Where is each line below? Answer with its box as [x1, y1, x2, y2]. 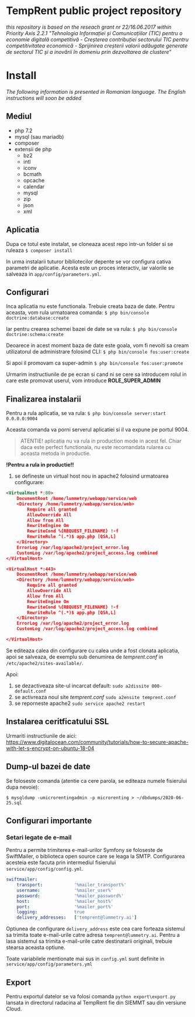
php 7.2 [14, 127, 33, 134]
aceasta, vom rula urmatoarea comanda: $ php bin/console [6, 309, 149, 316]
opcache [23, 177, 45, 184]
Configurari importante [6, 816, 92, 826]
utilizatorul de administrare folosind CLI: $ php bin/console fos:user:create [6, 348, 190, 355]
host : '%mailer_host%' [16, 898, 114, 904]
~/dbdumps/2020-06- [136, 795, 184, 800]
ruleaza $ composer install [6, 246, 73, 254]
